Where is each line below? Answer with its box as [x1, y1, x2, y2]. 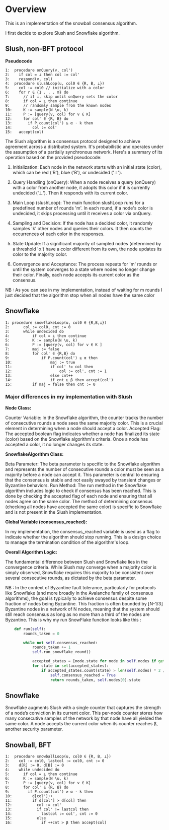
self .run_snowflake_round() [32, 650, 92, 655]
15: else [5, 816, 46, 821]
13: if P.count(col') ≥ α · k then [5, 120, 94, 125]
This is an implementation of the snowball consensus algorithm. [5, 20, 137, 26]
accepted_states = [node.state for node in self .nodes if [32, 659, 156, 664]
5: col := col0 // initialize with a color [5, 85, 105, 90]
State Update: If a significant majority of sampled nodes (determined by [12, 240, 161, 246]
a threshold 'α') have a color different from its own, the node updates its [12, 246, 162, 252]
